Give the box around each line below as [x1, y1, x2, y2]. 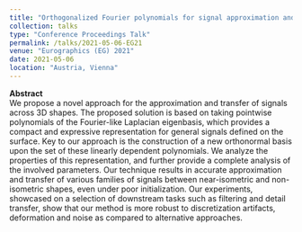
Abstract [9, 87, 43, 99]
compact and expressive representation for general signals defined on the [9, 126, 284, 137]
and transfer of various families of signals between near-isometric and [9, 174, 271, 184]
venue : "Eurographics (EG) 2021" [9, 47, 135, 56]
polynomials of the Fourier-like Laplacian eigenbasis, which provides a [9, 116, 271, 127]
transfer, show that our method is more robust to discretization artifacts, [9, 202, 276, 213]
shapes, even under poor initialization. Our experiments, [45, 183, 253, 194]
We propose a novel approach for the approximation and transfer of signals [9, 97, 288, 108]
